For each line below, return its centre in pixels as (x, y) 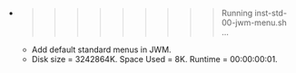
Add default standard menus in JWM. (101, 50)
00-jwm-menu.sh (254, 23)
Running (237, 13)
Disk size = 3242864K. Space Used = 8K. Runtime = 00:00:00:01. (155, 59)
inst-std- (271, 13)
